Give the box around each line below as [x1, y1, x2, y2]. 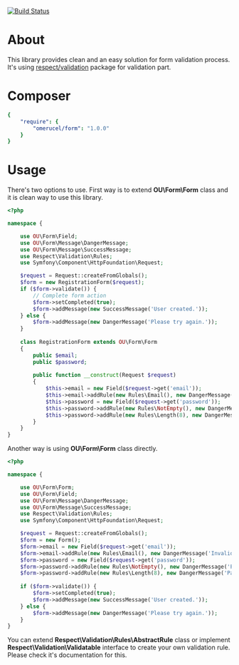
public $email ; [33, 352, 78, 359]
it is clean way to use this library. [7, 193, 103, 202]
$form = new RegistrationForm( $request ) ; [20, 279, 144, 286]
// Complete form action [33, 292, 107, 299]
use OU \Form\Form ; [20, 484, 75, 491]
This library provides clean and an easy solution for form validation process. [7, 55, 230, 64]
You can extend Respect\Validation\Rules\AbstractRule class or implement [7, 636, 230, 644]
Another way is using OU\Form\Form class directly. [7, 445, 158, 453]
